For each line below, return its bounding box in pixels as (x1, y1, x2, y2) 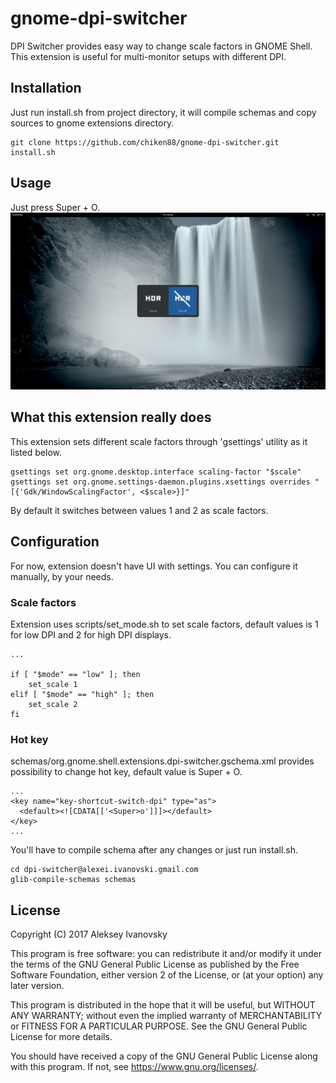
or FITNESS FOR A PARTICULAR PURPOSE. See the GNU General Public (10, 1020, 308, 1032)
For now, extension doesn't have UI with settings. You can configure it (10, 560, 298, 572)
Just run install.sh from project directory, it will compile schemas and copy (10, 106, 317, 118)
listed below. (10, 446, 63, 458)
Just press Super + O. (10, 201, 101, 213)
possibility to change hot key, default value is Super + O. (10, 766, 243, 778)
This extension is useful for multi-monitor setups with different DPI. (10, 50, 287, 62)
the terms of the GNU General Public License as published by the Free (10, 958, 300, 971)
